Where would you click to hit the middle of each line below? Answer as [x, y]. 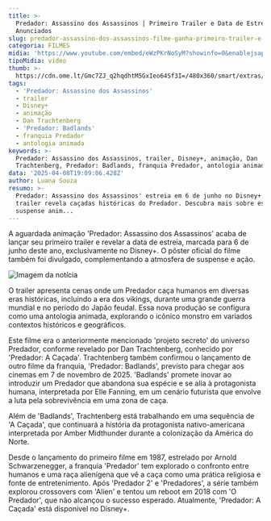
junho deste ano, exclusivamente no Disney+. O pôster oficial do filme [125, 251]
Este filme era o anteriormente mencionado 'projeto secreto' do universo [129, 340]
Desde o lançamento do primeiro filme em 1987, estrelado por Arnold [123, 457]
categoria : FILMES [39, 46]
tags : [17, 83]
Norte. [19, 442]
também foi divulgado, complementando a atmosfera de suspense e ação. [132, 260]
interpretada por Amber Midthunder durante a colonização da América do [131, 433]
